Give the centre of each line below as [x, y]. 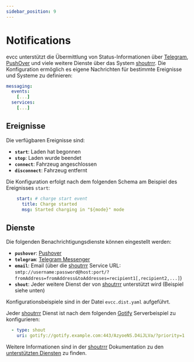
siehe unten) [30, 291]
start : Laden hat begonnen [47, 151]
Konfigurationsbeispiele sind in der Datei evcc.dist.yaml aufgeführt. [88, 302]
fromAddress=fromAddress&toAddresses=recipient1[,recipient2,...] [97, 279]
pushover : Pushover [38, 253]
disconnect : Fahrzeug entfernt [51, 170]
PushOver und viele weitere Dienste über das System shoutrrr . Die [86, 63]
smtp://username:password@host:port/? [62, 272]
